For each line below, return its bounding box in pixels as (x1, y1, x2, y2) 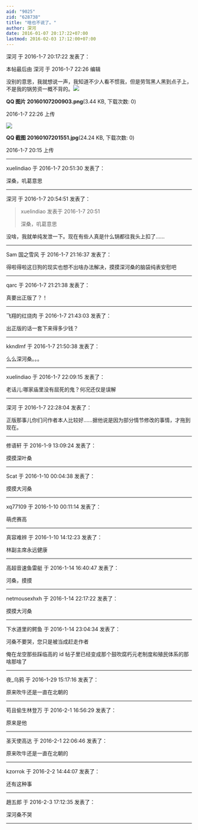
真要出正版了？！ (6, 294, 48, 301)
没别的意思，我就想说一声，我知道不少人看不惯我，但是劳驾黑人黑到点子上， (6, 78, 192, 85)
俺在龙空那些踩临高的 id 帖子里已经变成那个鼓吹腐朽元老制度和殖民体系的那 (6, 651, 189, 658)
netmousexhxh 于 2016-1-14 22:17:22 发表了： (6, 595, 118, 602)
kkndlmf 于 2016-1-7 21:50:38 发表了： (6, 343, 100, 350)
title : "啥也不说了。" (6, 19, 57, 25)
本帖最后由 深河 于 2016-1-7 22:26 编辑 (6, 65, 101, 73)
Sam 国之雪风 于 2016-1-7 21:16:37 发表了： (6, 251, 112, 258)
